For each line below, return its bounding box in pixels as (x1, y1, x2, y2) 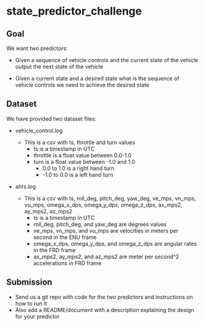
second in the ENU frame (33, 233, 97, 241)
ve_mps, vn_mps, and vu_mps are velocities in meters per (33, 227, 178, 234)
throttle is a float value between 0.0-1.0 (33, 151, 132, 159)
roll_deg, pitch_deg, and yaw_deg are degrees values (33, 221, 167, 228)
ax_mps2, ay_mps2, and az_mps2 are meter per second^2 (33, 253, 180, 260)
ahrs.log (15, 183, 37, 190)
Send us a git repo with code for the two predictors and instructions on (15, 293, 193, 300)
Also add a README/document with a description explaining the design (15, 306, 195, 313)
